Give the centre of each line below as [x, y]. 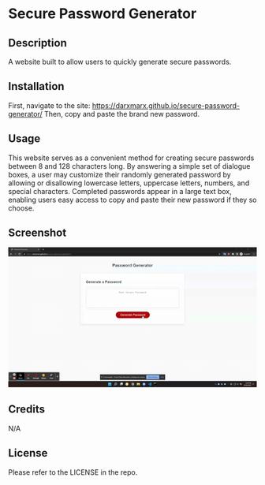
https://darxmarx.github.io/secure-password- [166, 105]
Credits [27, 410]
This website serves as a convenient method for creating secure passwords [131, 158]
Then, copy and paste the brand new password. [121, 114]
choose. [21, 208]
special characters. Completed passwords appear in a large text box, [120, 191]
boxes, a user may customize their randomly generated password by [119, 174]
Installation [36, 86]
